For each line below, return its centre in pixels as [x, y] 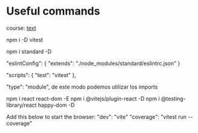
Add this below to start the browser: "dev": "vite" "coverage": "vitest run [96, 117]
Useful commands [53, 11]
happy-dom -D [56, 105]
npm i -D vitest [25, 39]
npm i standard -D [29, 51]
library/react [21, 105]
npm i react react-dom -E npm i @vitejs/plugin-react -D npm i [83, 98]
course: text [21, 28]
